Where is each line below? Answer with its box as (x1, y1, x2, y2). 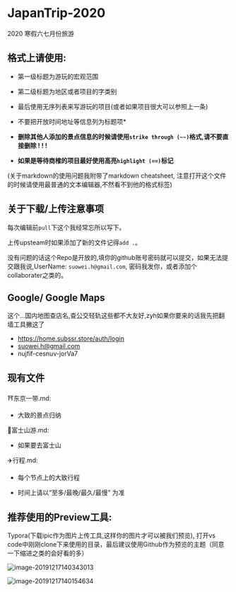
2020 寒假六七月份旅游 (7, 29, 74, 38)
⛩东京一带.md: (7, 394, 52, 403)
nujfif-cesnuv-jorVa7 (17, 349, 78, 358)
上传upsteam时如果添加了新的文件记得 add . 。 (7, 238, 141, 246)
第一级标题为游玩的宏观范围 (17, 72, 99, 81)
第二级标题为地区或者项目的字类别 (17, 87, 117, 96)
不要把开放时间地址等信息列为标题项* (17, 117, 126, 125)
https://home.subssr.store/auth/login (17, 334, 125, 343)
